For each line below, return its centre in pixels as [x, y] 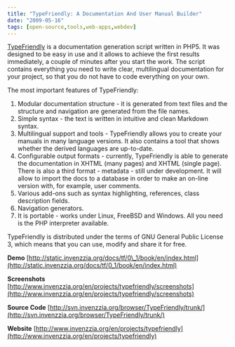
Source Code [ [29, 308]
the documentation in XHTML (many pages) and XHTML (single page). [120, 164]
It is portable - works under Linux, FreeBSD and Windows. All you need [120, 216]
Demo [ [18, 258]
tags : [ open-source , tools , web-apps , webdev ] [72, 27]
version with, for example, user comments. [79, 186]
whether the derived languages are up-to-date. [86, 149]
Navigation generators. [51, 209]
